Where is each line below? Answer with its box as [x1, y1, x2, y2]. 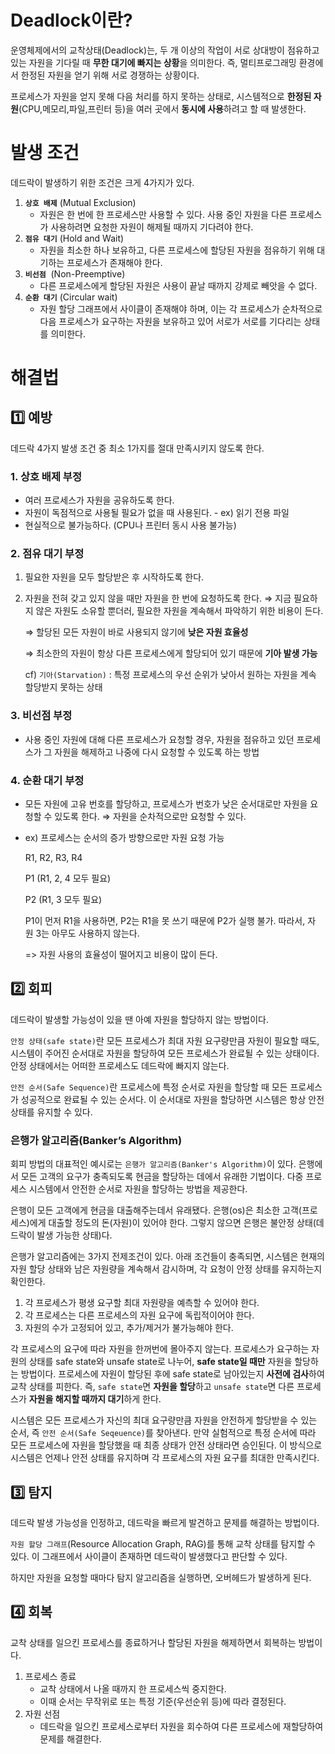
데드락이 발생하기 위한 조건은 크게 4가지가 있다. [10, 176, 195, 188]
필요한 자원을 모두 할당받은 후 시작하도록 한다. [24, 571, 205, 583]
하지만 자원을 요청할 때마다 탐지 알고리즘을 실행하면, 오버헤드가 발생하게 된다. [10, 1571, 312, 1583]
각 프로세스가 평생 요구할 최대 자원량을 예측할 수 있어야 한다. [24, 1297, 260, 1309]
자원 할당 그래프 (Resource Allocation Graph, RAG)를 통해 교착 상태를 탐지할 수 [10, 1537, 316, 1550]
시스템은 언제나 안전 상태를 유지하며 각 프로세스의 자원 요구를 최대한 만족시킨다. [10, 1452, 320, 1464]
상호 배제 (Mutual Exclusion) [24, 196, 137, 208]
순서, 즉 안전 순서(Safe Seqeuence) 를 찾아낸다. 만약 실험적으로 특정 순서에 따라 [10, 1427, 317, 1439]
